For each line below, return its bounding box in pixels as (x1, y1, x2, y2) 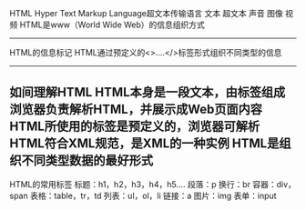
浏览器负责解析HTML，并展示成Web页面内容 (9, 102, 262, 117)
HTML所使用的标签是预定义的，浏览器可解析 (9, 119, 260, 135)
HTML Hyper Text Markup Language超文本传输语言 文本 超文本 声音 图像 (9, 8, 284, 18)
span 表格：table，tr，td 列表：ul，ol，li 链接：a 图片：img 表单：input (9, 190, 277, 201)
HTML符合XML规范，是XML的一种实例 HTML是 (9, 135, 280, 152)
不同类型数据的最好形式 (21, 153, 153, 168)
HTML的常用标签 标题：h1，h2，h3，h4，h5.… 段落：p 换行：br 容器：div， (9, 178, 296, 189)
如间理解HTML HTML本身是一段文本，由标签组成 (9, 85, 286, 100)
